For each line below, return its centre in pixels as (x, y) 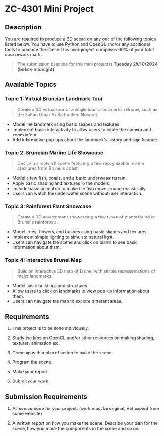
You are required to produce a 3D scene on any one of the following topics (81, 39)
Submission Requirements (46, 396)
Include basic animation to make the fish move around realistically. (80, 188)
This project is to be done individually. (51, 328)
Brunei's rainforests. (38, 222)
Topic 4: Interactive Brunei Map (43, 260)
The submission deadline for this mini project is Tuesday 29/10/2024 (87, 64)
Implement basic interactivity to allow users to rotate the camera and (82, 129)
